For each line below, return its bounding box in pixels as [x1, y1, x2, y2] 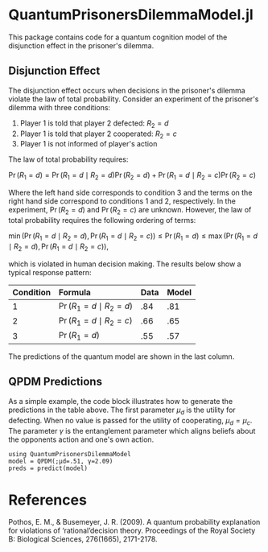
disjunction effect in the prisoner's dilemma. [8, 40, 155, 50]
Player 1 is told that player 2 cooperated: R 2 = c [19, 129, 177, 140]
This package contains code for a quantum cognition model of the [8, 32, 228, 42]
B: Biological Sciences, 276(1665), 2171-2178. [8, 534, 159, 544]
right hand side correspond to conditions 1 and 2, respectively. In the [8, 196, 236, 206]
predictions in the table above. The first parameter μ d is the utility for [8, 405, 236, 416]
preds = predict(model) [8, 464, 89, 472]
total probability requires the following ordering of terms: [8, 215, 196, 225]
